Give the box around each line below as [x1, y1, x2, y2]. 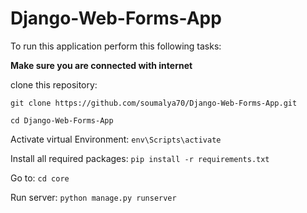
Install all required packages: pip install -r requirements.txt [10, 152, 270, 164]
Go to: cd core [10, 172, 70, 184]
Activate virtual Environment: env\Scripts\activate [10, 133, 222, 145]
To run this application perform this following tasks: [10, 40, 222, 52]
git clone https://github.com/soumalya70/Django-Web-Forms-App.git [10, 98, 298, 108]
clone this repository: [10, 78, 98, 91]
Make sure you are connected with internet [10, 59, 193, 71]
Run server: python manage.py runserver [10, 191, 177, 203]
